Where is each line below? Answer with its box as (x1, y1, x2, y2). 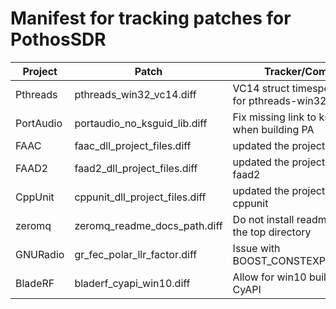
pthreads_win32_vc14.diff (74, 87, 197, 101)
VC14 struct (232, 81, 290, 95)
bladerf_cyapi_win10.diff (74, 276, 191, 290)
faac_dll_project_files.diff (74, 138, 192, 152)
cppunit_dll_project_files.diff (74, 190, 207, 204)
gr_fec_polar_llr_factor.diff (74, 247, 198, 261)
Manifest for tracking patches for (10, 7, 292, 30)
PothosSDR (10, 28, 107, 51)
